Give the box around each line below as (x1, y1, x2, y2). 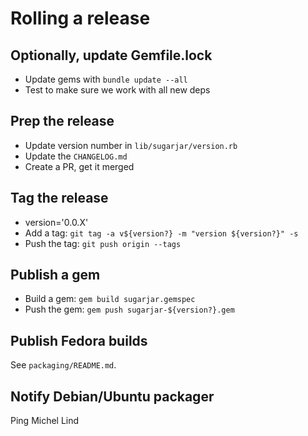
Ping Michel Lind (10, 415, 80, 427)
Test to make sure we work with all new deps (24, 84, 211, 96)
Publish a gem (10, 267, 101, 284)
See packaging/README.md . (10, 359, 117, 371)
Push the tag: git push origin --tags (24, 237, 182, 249)
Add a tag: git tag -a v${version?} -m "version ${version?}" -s (24, 227, 299, 239)
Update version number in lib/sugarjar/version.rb (24, 139, 238, 151)
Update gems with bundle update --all (24, 73, 188, 85)
